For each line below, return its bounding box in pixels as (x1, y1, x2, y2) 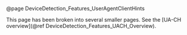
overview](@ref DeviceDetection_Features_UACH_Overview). (6, 23, 157, 29)
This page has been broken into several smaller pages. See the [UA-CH (6, 16, 182, 23)
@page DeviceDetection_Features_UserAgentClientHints (6, 5, 145, 12)
